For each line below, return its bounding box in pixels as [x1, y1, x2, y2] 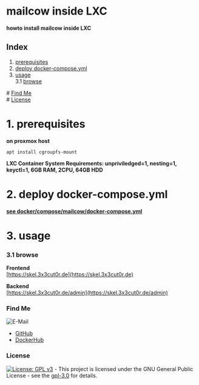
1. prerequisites [6, 117, 86, 131]
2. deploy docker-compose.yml [6, 187, 168, 201]
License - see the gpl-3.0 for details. [6, 372, 98, 379]
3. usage [6, 229, 51, 243]
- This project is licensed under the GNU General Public [54, 365, 194, 372]
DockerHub [15, 336, 44, 344]
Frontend [6, 265, 30, 272]
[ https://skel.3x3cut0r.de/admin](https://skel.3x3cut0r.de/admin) [6, 289, 168, 296]
